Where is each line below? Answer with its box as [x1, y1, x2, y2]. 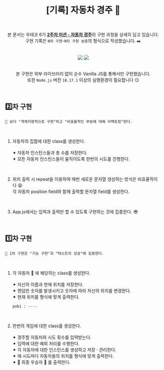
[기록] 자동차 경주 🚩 [46, 4, 120, 16]
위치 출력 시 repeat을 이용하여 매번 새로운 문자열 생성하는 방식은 [12, 176, 137, 182]
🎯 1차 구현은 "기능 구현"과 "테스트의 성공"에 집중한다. [5, 251, 105, 256]
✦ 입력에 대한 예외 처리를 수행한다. [12, 340, 80, 346]
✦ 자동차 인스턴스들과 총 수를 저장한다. [12, 150, 88, 156]
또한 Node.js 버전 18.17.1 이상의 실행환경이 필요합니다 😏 [27, 77, 140, 83]
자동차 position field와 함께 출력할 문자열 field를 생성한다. [17, 188, 130, 194]
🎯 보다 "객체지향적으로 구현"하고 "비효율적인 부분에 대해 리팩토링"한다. [5, 119, 133, 124]
